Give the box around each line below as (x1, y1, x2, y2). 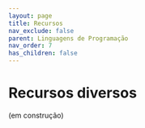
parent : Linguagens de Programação (8, 34, 129, 43)
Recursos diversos (8, 84, 138, 102)
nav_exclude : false (8, 27, 75, 35)
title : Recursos (8, 19, 63, 27)
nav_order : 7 (8, 42, 53, 50)
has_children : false (8, 49, 79, 57)
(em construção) (8, 110, 64, 120)
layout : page (8, 11, 53, 20)
